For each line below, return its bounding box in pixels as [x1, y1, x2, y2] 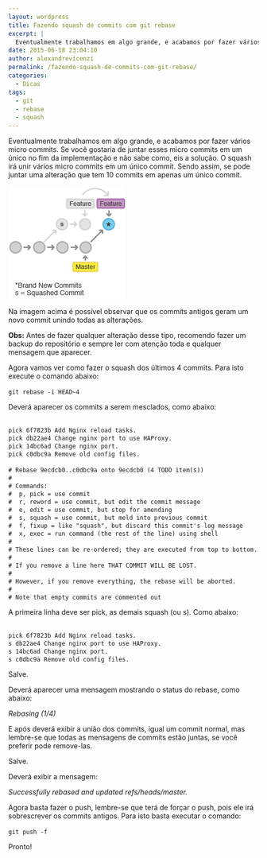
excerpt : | [8, 29, 44, 37]
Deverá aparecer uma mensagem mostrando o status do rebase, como [8, 685, 240, 695]
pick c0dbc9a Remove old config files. [8, 450, 141, 459]
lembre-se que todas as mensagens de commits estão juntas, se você [8, 732, 238, 743]
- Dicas [15, 80, 41, 87]
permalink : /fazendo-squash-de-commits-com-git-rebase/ [8, 64, 197, 72]
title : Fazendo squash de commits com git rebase [8, 21, 176, 29]
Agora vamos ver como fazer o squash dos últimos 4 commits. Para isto [8, 363, 244, 373]
